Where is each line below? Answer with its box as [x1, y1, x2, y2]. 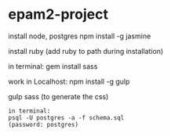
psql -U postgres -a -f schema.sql [8, 113, 125, 122]
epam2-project [8, 5, 108, 23]
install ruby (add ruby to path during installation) [8, 46, 164, 55]
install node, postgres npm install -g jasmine [8, 31, 151, 41]
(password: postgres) [8, 120, 79, 128]
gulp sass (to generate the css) [8, 91, 109, 101]
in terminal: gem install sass [8, 61, 98, 71]
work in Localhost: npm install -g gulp [8, 77, 130, 86]
